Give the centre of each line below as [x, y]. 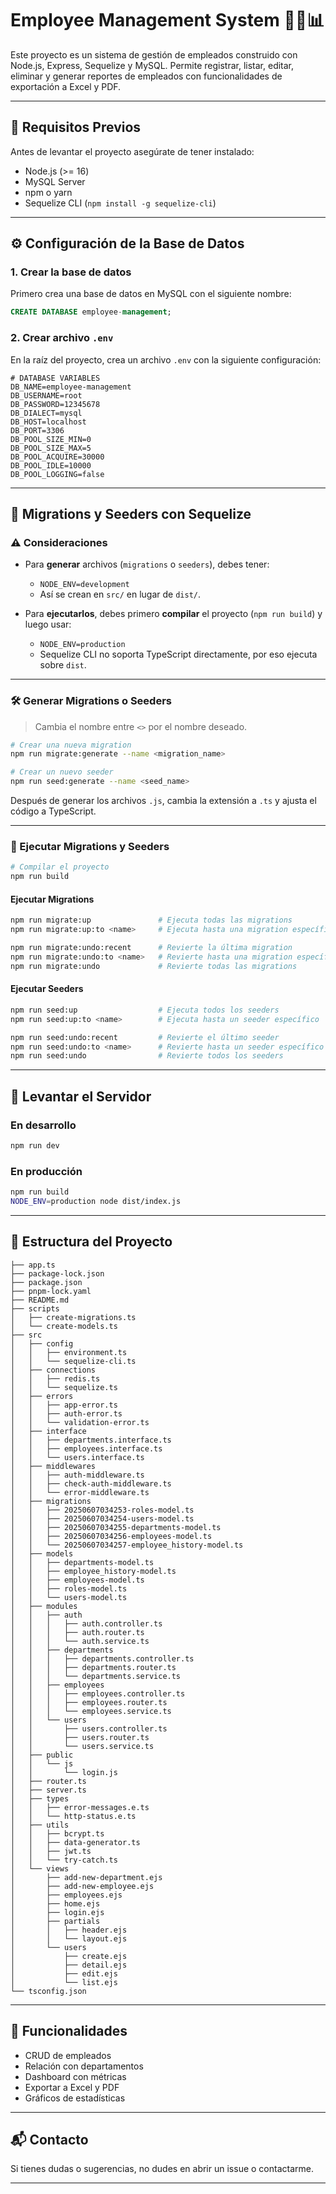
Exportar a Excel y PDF [72, 2087]
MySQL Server [55, 181]
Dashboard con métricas [75, 2076]
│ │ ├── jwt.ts [51, 1851]
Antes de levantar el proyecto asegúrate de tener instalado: [132, 151]
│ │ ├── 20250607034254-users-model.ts [102, 1518]
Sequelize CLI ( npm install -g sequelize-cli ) [120, 203]
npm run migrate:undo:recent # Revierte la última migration [151, 948]
